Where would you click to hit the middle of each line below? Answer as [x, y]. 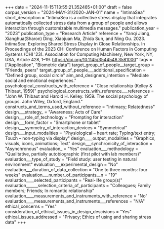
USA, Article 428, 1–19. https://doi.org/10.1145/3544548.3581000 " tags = [79, 59]
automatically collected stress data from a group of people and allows [76, 23]
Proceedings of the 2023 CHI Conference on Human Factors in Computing [81, 49]
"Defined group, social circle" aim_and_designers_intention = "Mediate [77, 75]
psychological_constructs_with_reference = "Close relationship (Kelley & [79, 86]
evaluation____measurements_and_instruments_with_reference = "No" [76, 196]
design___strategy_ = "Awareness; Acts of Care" [54, 112]
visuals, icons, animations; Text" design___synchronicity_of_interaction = [79, 143]
